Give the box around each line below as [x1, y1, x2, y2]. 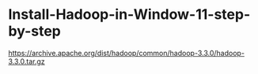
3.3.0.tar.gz [8, 57, 45, 66]
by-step [8, 22, 61, 40]
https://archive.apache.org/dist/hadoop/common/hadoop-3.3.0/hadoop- [8, 48, 245, 57]
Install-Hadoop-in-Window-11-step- [8, 6, 251, 24]
